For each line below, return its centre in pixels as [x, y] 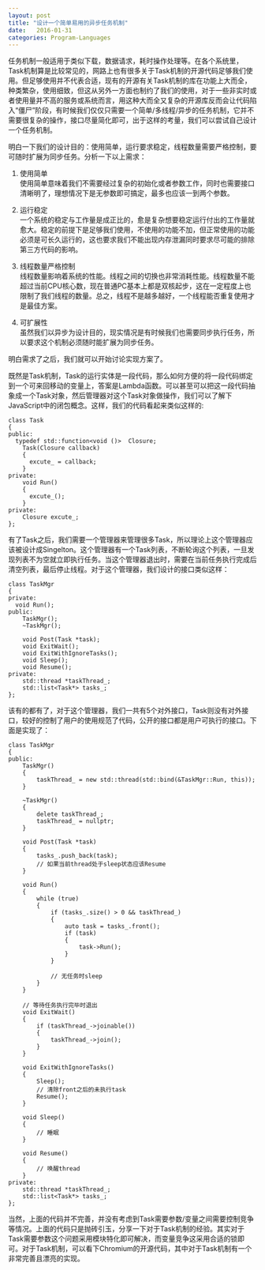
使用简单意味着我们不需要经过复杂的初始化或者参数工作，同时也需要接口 [137, 183]
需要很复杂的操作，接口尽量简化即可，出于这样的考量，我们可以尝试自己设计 [132, 120]
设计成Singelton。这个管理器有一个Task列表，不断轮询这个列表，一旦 [135, 550]
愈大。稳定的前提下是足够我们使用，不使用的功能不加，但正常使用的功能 [137, 230]
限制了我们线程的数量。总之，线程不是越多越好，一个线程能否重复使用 [134, 296]
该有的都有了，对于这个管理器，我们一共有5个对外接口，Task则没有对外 [125, 711]
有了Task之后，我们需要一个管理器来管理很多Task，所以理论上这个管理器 [127, 540]
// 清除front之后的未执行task [81, 1090]
